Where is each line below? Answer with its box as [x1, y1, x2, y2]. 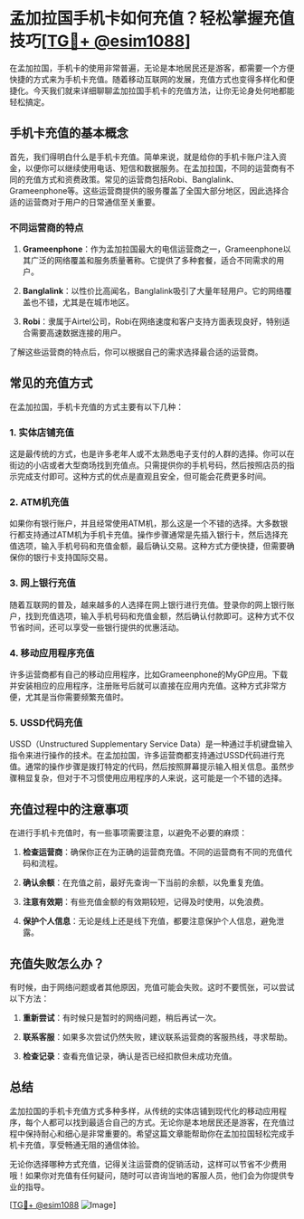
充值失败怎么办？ [9, 956, 105, 971]
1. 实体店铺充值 [9, 426, 75, 439]
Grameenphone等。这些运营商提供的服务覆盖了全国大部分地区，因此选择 [9, 185, 282, 195]
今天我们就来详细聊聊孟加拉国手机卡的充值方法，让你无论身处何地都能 [33, 85, 295, 96]
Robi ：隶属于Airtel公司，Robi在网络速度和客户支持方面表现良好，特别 [22, 316, 282, 327]
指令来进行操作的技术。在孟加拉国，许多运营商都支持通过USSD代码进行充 [9, 750, 285, 761]
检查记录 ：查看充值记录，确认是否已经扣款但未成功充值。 [22, 1051, 237, 1062]
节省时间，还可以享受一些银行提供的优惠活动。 [9, 622, 184, 633]
